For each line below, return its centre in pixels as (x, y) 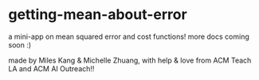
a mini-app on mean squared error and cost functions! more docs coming (129, 36)
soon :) (20, 44)
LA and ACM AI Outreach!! (51, 68)
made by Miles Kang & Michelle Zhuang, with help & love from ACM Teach (130, 60)
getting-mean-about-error (98, 15)
